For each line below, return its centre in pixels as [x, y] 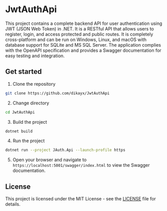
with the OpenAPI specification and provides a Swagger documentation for [83, 50]
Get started [24, 72]
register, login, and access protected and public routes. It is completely [79, 34]
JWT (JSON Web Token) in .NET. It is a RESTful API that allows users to [80, 28]
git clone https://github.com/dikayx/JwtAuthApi [57, 93]
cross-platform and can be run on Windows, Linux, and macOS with [76, 40]
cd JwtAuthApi [20, 112]
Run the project [29, 141]
